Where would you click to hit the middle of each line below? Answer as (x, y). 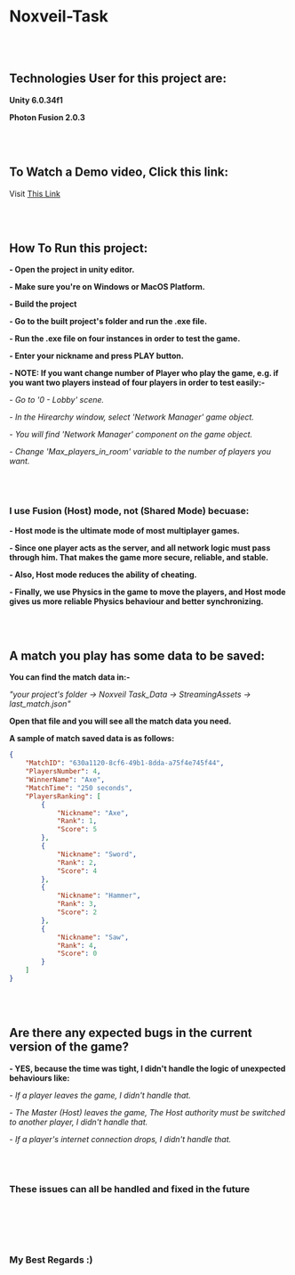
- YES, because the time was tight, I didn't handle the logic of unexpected (147, 1068)
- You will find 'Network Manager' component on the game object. (131, 435)
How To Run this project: (79, 248)
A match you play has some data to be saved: (137, 656)
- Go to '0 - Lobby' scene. (57, 400)
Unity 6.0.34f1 (36, 100)
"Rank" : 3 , (77, 904)
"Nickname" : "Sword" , (97, 854)
